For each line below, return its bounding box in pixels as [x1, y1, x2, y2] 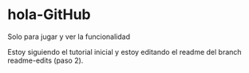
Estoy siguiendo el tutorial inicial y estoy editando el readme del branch [7, 47, 242, 56]
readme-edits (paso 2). [7, 56, 84, 65]
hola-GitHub [7, 6, 91, 24]
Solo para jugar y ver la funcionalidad [7, 32, 131, 41]
